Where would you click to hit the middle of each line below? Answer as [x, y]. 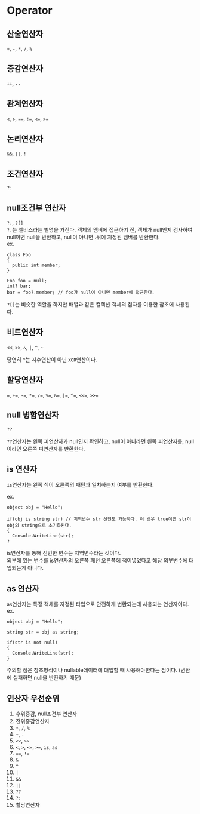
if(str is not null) [33, 643]
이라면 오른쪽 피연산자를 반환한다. [46, 449]
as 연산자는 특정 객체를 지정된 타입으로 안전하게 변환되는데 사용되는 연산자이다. [98, 604]
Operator [30, 10]
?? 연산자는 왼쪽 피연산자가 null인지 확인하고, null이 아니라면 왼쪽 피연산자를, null [101, 441]
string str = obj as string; [43, 632]
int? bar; [19, 286]
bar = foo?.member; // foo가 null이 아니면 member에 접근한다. [81, 293]
